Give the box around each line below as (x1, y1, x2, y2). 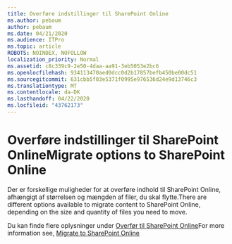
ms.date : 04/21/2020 (7, 30, 68, 37)
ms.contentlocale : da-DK (7, 89, 80, 96)
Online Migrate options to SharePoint (7, 147, 226, 163)
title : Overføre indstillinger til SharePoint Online (7, 10, 169, 18)
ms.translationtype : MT (7, 82, 78, 89)
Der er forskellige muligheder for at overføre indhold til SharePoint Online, (7, 185, 221, 193)
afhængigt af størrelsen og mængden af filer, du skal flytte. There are (7, 193, 207, 201)
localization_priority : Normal (7, 56, 99, 63)
